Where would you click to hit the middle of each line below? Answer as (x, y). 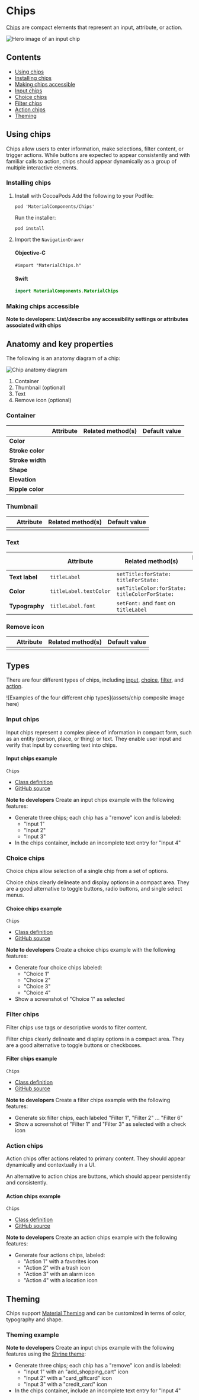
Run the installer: (35, 217)
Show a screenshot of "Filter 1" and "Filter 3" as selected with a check (100, 1124)
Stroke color (27, 450)
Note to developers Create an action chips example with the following (92, 1237)
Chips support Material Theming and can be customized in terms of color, (96, 1314)
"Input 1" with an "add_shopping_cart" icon (76, 1372)
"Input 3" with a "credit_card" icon (65, 1385)
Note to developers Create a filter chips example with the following (88, 1100)
